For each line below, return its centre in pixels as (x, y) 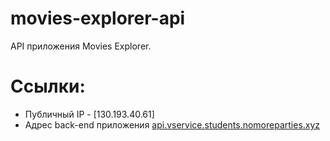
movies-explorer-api (98, 18)
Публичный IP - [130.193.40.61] (89, 114)
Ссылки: (48, 86)
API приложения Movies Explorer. (81, 46)
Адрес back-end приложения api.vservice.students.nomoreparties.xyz (172, 124)
